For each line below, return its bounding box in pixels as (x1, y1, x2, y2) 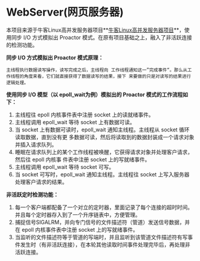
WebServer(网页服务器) (6, 5, 124, 19)
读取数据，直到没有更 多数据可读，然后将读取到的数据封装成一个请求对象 (14, 133, 195, 140)
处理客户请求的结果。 (14, 178, 67, 185)
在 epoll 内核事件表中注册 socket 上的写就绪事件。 (14, 226, 139, 233)
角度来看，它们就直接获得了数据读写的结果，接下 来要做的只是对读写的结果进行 (23, 73, 191, 79)
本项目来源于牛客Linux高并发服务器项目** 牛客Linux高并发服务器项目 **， (6, 26, 185, 33)
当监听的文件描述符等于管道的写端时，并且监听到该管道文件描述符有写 (14, 234, 188, 241)
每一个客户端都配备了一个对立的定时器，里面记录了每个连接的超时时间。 (14, 204, 193, 211)
